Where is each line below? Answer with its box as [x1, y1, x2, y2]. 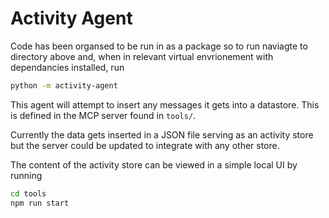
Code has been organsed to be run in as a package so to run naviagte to [10, 40, 308, 52]
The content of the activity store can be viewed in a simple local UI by [10, 158, 298, 171]
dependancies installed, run [10, 61, 125, 73]
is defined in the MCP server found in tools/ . [10, 109, 197, 121]
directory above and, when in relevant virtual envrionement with [10, 50, 274, 62]
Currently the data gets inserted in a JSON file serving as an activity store [10, 128, 314, 141]
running [10, 169, 43, 181]
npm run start [10, 198, 70, 208]
